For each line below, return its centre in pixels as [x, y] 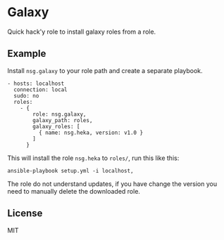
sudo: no [26, 95]
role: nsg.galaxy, [60, 114]
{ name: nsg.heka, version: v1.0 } [91, 133]
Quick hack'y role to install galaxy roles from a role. [82, 32]
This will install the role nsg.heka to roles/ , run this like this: [93, 158]
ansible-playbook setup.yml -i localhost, [70, 171]
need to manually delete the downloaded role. [74, 191]
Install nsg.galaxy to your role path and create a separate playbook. [105, 70]
